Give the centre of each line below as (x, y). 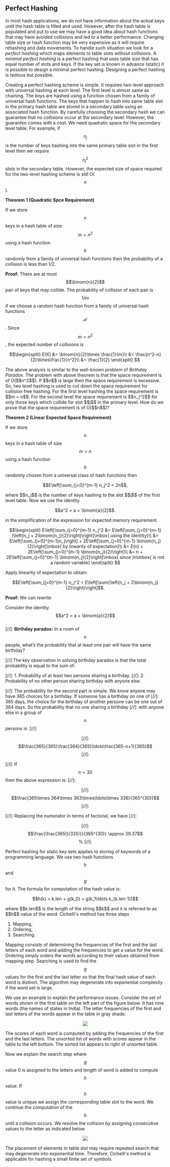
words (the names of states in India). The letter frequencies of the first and (83, 1009)
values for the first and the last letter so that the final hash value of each (80, 977)
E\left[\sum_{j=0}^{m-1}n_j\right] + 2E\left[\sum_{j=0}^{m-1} (72, 541)
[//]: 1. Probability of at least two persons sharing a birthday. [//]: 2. (75, 676)
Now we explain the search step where (46, 1054)
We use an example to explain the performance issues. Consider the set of (83, 998)
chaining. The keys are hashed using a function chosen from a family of (80, 95)
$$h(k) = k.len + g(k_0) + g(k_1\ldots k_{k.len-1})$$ (85, 899)
